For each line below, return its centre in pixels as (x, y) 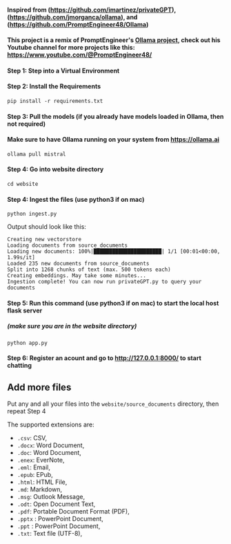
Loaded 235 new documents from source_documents (78, 264)
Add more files (39, 387)
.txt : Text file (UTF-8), (50, 534)
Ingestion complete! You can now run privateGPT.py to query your (104, 282)
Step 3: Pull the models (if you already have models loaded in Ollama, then (115, 116)
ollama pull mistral (37, 154)
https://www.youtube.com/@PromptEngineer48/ (80, 55)
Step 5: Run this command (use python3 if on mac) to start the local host (113, 303)
